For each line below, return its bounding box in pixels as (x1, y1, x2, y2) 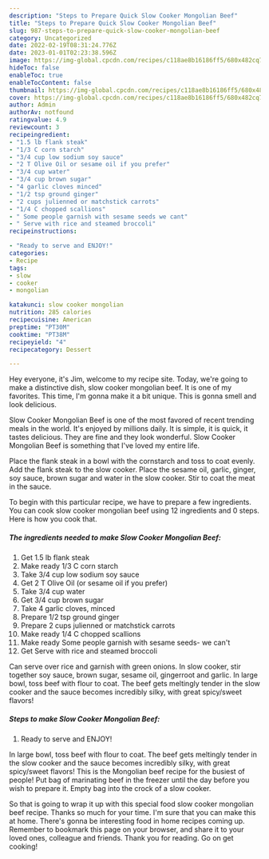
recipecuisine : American (9, 316, 92, 324)
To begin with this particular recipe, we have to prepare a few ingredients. (9, 497, 252, 507)
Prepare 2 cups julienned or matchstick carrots (20, 621, 176, 630)
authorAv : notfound (9, 109, 74, 117)
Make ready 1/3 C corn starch (20, 561, 119, 571)
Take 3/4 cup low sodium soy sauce (20, 569, 140, 580)
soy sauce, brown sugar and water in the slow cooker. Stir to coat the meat (9, 473, 255, 483)
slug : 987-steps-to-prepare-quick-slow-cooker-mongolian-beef (9, 26, 220, 34)
